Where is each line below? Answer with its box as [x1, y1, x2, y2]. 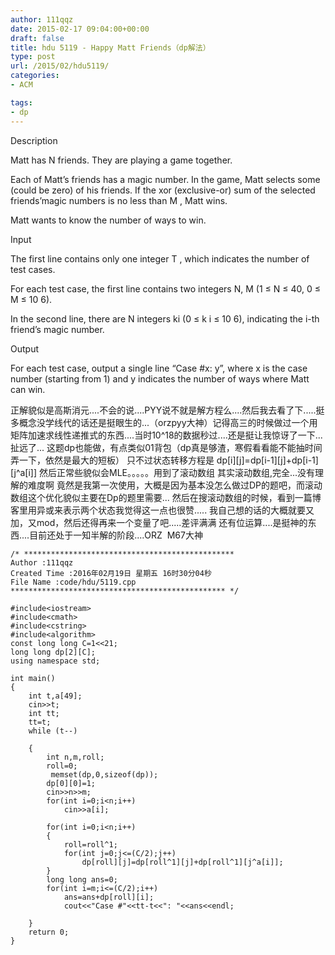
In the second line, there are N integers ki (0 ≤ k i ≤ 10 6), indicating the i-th [10, 312, 320, 325]
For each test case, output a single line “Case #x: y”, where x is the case [10, 362, 308, 374]
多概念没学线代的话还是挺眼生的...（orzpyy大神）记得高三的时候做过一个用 [10, 416, 318, 428]
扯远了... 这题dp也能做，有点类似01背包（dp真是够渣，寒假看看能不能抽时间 [10, 441, 323, 453]
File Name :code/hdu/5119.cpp [10, 577, 137, 587]
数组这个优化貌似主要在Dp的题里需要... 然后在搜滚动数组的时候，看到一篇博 [10, 491, 322, 503]
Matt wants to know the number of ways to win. [10, 214, 207, 226]
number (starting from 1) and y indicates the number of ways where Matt [10, 372, 310, 385]
